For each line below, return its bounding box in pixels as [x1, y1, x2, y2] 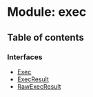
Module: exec [7, 4, 87, 20]
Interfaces [7, 52, 43, 62]
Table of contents [7, 32, 84, 43]
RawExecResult [17, 82, 61, 90]
